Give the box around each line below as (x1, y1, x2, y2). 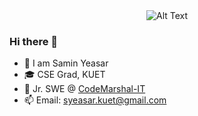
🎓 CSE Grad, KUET (23, 69, 106, 81)
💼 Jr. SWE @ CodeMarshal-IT (23, 83, 146, 95)
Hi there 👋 (9, 34, 59, 48)
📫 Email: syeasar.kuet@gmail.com (23, 94, 167, 106)
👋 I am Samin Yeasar (23, 57, 109, 69)
